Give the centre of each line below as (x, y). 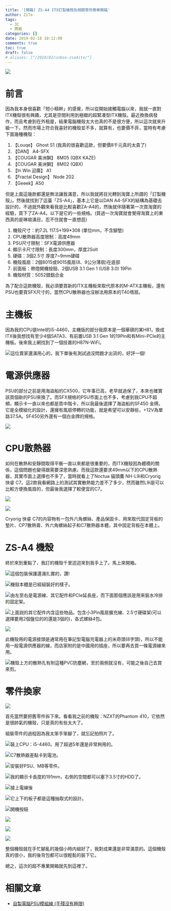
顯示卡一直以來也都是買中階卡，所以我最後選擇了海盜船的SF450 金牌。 (89, 404)
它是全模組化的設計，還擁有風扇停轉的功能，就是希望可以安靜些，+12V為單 (84, 410)
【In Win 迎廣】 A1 (32, 171)
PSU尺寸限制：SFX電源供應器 (44, 243)
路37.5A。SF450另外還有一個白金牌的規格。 (52, 416)
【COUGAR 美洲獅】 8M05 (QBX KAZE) (54, 158)
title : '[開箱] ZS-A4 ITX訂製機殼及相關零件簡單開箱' (58, 10)
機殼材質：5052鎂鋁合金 (38, 275)
